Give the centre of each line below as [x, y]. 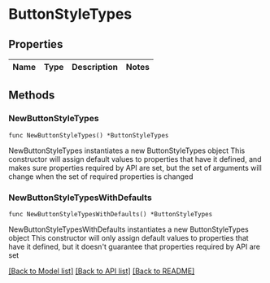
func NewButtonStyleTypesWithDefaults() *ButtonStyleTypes [111, 214]
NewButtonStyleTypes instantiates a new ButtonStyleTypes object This [127, 150]
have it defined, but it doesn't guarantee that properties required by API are [134, 246]
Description [95, 67]
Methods [32, 96]
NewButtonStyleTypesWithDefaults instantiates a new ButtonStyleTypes [129, 229]
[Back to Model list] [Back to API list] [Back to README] [102, 271]
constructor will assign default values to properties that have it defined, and [135, 159]
